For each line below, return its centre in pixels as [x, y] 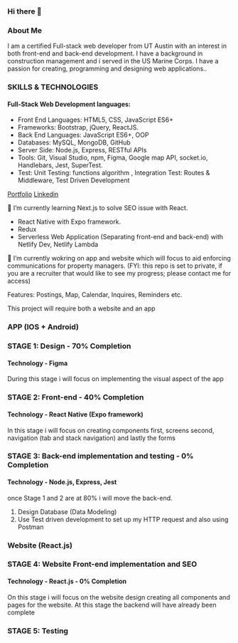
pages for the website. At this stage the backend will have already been [112, 605]
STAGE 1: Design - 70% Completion [69, 346]
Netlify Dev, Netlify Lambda [58, 244]
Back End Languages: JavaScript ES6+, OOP [83, 135]
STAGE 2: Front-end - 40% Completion [76, 397]
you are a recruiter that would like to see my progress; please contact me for [119, 273]
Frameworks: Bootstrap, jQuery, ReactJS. [78, 127]
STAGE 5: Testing [38, 631]
